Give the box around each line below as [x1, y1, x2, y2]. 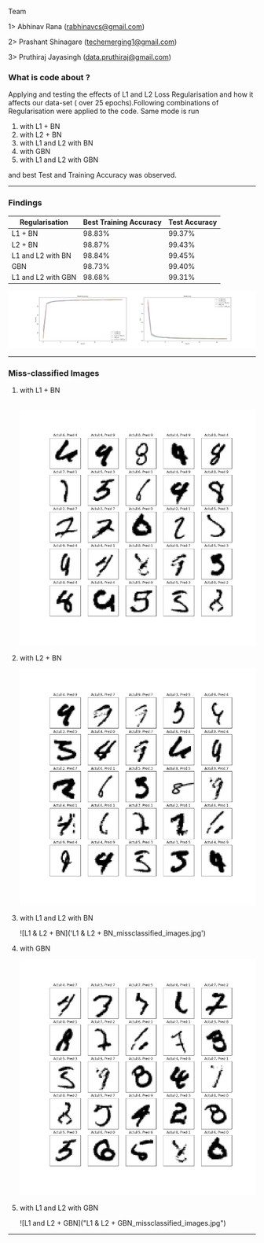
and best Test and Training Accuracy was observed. [8, 171, 177, 180]
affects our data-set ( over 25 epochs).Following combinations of [8, 98, 219, 108]
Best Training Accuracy [82, 218, 163, 227]
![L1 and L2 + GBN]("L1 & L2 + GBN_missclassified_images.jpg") [19, 1218, 226, 1227]
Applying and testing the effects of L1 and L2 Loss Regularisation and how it [8, 90, 254, 99]
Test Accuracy [168, 218, 218, 227]
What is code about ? [8, 72, 90, 83]
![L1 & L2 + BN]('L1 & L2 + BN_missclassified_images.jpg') [19, 928, 207, 938]
